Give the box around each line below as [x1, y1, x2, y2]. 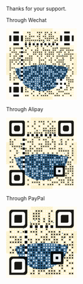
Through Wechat [6, 17, 47, 23]
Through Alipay [6, 106, 44, 112]
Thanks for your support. [6, 5, 67, 12]
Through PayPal [6, 195, 45, 201]
